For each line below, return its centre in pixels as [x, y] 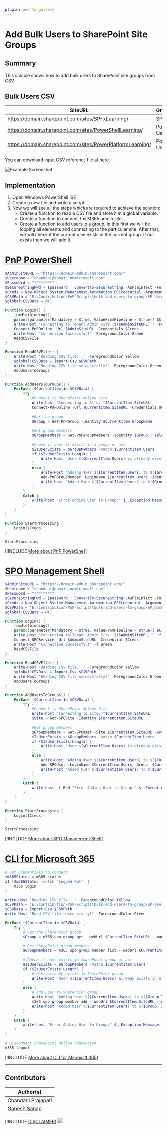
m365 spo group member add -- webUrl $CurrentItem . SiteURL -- [96, 1002]
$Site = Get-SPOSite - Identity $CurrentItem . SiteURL [87, 718]
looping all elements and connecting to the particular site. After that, [89, 229]
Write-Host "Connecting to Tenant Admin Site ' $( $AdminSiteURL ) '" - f [88, 635]
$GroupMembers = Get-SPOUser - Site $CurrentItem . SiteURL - [94, 732]
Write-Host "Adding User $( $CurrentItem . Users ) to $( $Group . [96, 997]
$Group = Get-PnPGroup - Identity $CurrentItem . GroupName [92, 421]
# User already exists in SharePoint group [77, 974]
